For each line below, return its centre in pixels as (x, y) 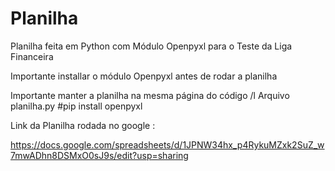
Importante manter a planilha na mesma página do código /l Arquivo (150, 95)
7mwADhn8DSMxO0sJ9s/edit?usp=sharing (99, 155)
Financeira (32, 56)
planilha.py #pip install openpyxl (76, 106)
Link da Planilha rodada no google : (83, 125)
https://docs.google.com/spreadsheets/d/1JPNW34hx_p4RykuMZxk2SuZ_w (167, 144)
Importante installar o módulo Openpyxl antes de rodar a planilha (144, 76)
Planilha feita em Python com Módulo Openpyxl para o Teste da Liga (151, 46)
